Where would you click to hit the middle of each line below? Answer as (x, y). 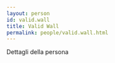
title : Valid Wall (33, 26)
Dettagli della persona (38, 52)
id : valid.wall (28, 20)
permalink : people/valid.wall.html (57, 33)
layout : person (28, 13)
